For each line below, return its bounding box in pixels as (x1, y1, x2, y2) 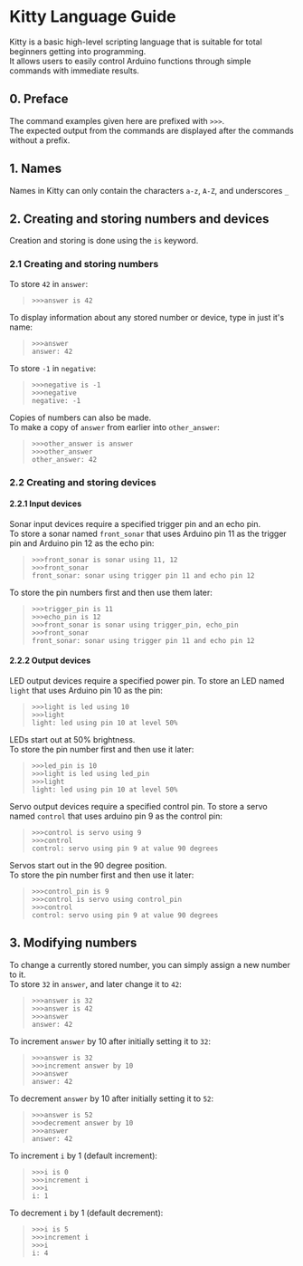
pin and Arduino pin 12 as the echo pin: (9, 537, 155, 549)
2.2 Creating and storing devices (9, 475, 156, 488)
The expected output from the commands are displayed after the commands (9, 125, 294, 136)
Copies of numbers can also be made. (9, 412, 152, 423)
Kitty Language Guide (9, 6, 176, 27)
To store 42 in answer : (9, 278, 89, 289)
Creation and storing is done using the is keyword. (9, 235, 199, 246)
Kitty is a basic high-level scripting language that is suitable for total (9, 36, 262, 47)
